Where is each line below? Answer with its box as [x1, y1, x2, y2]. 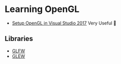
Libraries [5, 34, 33, 43]
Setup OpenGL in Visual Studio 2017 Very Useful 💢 [12, 20, 116, 26]
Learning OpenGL [5, 3, 80, 15]
